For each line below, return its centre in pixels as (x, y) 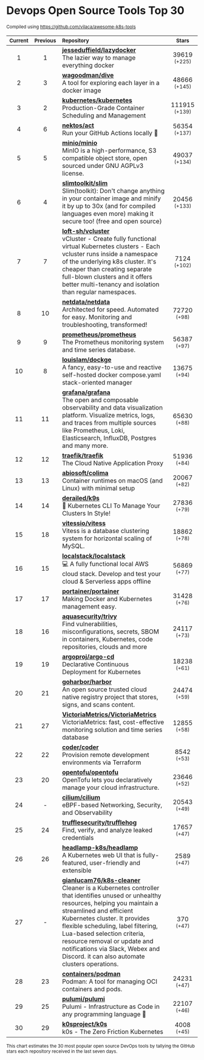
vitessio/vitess (84, 523)
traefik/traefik (83, 455)
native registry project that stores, (110, 697)
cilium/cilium (81, 797)
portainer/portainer (90, 591)
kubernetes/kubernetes (97, 100)
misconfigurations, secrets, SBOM (110, 632)
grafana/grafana (86, 392)
